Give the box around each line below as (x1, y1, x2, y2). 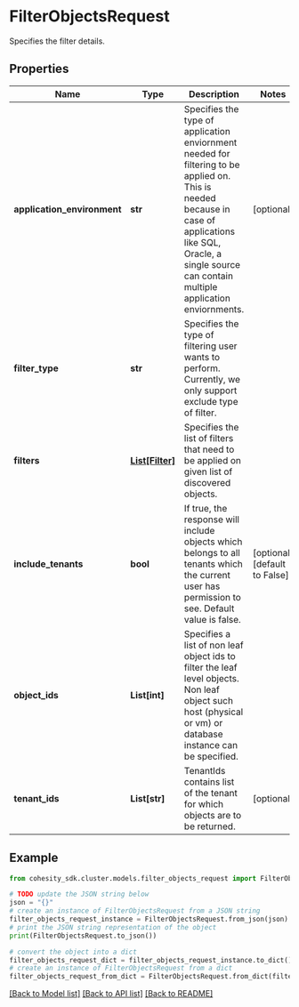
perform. (183, 362, 221, 375)
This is (183, 181, 212, 193)
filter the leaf (183, 661, 238, 673)
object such (183, 694, 234, 706)
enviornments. (183, 302, 245, 315)
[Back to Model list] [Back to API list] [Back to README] (9, 988, 214, 999)
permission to (183, 591, 242, 603)
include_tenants (13, 558, 84, 570)
